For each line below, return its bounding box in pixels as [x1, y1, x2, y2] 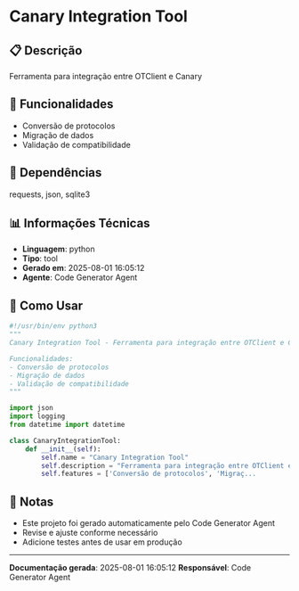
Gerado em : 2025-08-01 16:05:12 [21, 263, 145, 274]
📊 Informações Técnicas [9, 216, 150, 231]
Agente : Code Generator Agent [21, 272, 138, 283]
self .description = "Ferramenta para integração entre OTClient [41, 461, 285, 470]
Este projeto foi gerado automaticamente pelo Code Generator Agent [21, 518, 276, 529]
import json [9, 404, 53, 413]
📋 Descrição [9, 43, 83, 58]
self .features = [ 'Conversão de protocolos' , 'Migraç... [41, 470, 256, 479]
